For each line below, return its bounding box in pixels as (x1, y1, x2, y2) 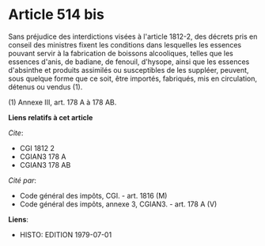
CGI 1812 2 (19, 143, 55, 153)
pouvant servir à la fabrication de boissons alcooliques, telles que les (8, 48, 233, 58)
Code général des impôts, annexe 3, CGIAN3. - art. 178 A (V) (19, 199, 218, 209)
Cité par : (8, 176, 37, 185)
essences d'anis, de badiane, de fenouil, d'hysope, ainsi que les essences (8, 57, 250, 66)
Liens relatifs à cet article (8, 112, 93, 122)
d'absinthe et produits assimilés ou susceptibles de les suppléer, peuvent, (8, 65, 249, 74)
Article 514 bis (8, 6, 105, 24)
